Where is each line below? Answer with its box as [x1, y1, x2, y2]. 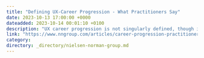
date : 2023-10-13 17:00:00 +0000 [6, 14, 91, 21]
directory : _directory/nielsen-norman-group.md [6, 43, 129, 49]
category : [6, 37, 32, 43]
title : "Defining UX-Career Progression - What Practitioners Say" [6, 8, 181, 15]
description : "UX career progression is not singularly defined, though [6, 25, 194, 32]
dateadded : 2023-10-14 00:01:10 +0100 [6, 20, 104, 26]
